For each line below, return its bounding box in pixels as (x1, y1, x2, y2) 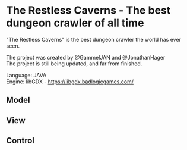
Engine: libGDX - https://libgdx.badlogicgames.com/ (6, 78, 134, 85)
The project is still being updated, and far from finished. (6, 60, 142, 67)
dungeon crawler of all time (6, 16, 144, 30)
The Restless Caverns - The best (6, 4, 171, 17)
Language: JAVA (6, 71, 47, 79)
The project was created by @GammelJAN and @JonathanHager (6, 54, 166, 61)
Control (6, 136, 34, 146)
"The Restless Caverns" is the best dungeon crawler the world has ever (6, 36, 181, 43)
